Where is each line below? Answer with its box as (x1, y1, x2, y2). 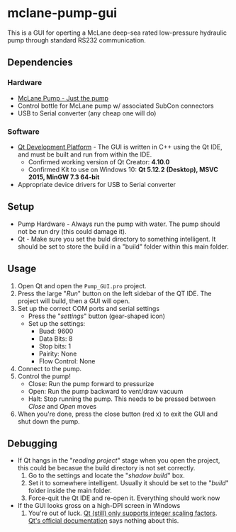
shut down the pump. (17, 417, 80, 426)
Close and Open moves (28, 402, 97, 410)
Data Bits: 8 (38, 334, 73, 343)
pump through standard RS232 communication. (7, 35, 147, 44)
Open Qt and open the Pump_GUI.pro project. (17, 281, 147, 290)
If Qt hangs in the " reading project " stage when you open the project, (17, 456, 220, 465)
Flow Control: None (38, 356, 96, 366)
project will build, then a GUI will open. (17, 296, 130, 305)
